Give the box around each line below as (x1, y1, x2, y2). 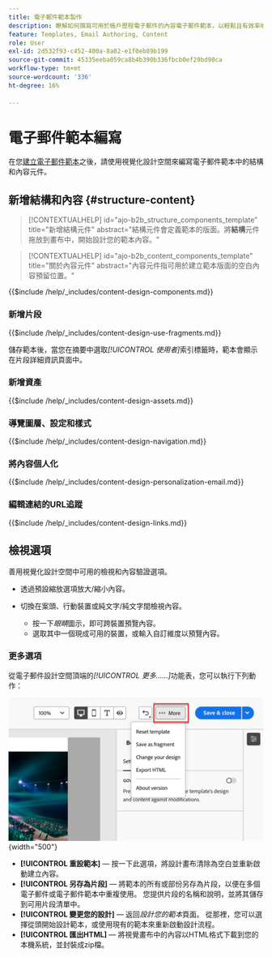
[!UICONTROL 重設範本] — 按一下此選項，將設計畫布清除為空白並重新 (19, 859, 253, 869)
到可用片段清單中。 (19, 899, 85, 909)
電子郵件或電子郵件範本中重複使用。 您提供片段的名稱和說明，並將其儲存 (19, 889, 264, 899)
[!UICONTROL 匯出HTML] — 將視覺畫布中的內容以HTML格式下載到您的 (19, 929, 259, 940)
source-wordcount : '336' (8, 73, 92, 81)
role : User (8, 39, 45, 47)
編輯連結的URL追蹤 (8, 499, 83, 510)
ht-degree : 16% (8, 81, 60, 89)
